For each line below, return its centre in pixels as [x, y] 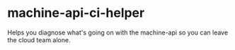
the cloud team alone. [39, 39]
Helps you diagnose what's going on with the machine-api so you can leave [118, 32]
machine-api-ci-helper [76, 13]
